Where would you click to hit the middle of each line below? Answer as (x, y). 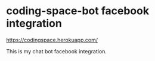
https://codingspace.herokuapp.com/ (52, 40)
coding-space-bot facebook (78, 11)
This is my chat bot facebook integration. (57, 51)
